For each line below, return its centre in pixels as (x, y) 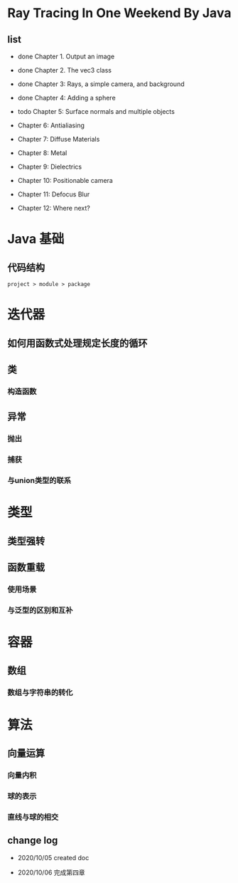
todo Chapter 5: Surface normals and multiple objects (96, 111)
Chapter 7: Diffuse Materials (59, 139)
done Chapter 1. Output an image (66, 56)
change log (33, 841)
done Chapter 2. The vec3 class (65, 70)
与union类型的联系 (39, 480)
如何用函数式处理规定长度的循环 (77, 343)
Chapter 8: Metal (42, 153)
